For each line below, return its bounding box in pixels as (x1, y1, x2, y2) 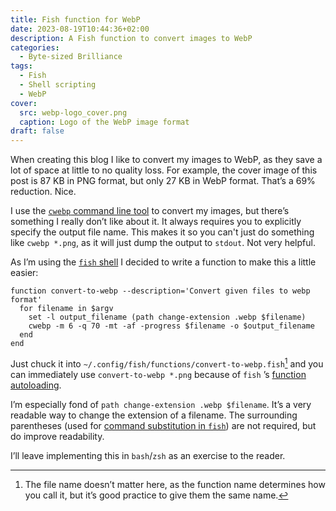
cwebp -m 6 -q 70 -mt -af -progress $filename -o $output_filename (28, 321, 315, 331)
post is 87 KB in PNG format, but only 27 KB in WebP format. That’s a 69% (10, 175, 316, 187)
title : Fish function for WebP (10, 14, 141, 25)
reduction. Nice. (10, 186, 77, 198)
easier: (10, 267, 39, 279)
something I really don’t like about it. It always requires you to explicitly (10, 216, 302, 228)
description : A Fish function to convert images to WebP (10, 33, 253, 43)
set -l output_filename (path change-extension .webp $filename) (28, 312, 307, 323)
